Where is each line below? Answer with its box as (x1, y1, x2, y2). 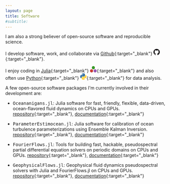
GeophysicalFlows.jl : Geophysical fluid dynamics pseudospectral (12, 162, 158, 168)
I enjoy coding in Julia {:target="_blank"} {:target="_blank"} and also (5, 68, 154, 74)
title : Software (5, 13, 40, 19)
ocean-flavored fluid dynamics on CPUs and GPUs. (12, 106, 120, 112)
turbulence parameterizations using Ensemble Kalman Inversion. (12, 126, 148, 132)
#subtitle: (5, 19, 28, 24)
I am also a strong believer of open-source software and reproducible (5, 34, 151, 40)
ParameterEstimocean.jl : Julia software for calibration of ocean (12, 121, 154, 127)
